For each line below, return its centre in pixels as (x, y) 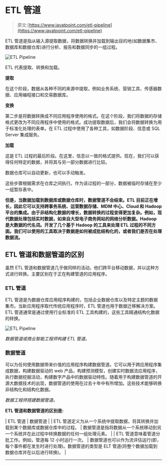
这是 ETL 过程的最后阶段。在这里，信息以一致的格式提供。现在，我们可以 (80, 155)
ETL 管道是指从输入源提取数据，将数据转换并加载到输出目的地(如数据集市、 (83, 41)
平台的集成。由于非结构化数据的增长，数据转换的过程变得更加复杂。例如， (81, 212)
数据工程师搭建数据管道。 (31, 400)
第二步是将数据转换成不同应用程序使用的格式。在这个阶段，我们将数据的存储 (83, 116)
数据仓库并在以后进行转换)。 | (36, 453)
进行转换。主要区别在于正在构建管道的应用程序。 (59, 274)
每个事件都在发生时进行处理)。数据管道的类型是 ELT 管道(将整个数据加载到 (82, 446)
